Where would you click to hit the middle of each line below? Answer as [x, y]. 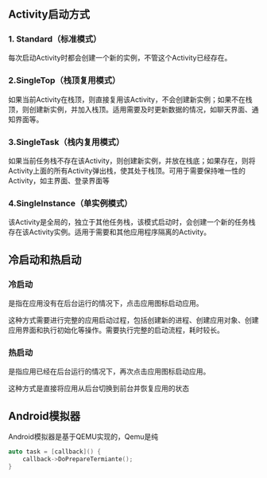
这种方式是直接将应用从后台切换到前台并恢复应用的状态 [99, 389]
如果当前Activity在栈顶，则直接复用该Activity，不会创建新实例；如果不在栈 [130, 99]
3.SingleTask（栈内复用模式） [66, 142]
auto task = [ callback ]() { [55, 452]
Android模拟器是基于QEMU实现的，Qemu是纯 [83, 437]
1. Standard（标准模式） [55, 39]
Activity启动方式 [49, 15]
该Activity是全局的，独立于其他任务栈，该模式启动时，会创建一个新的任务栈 [132, 222]
